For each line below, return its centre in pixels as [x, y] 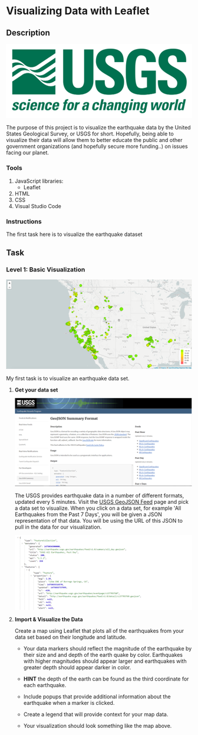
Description [28, 33]
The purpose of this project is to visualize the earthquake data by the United [98, 128]
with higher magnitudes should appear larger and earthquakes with [105, 661]
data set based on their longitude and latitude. [70, 637]
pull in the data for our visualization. [58, 527]
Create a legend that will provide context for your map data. [96, 714]
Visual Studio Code [38, 206]
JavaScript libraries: [39, 181]
